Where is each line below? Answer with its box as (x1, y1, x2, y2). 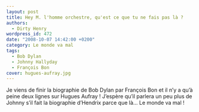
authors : (6, 20, 28, 26)
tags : (6, 48, 20, 54)
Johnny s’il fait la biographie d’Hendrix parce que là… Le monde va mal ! (6, 99, 185, 107)
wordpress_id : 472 (6, 31, 52, 37)
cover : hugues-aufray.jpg (6, 70, 71, 76)
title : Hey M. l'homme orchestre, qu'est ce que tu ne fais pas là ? (6, 14, 184, 20)
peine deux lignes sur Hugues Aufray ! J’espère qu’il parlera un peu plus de (6, 93, 192, 100)
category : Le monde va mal (6, 43, 74, 49)
